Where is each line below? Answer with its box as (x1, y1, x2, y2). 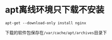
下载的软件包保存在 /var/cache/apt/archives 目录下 (5, 29, 107, 35)
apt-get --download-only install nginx (5, 20, 87, 26)
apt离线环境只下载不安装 (5, 4, 105, 15)
